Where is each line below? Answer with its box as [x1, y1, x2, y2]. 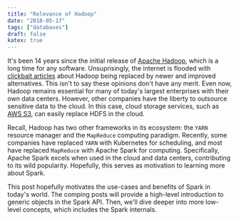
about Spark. [7, 169, 46, 178]
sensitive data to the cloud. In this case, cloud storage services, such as [7, 102, 220, 110]
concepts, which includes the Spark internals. [22, 205, 157, 214]
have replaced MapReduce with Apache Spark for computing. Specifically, [7, 146, 220, 155]
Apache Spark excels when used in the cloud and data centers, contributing [7, 154, 230, 163]
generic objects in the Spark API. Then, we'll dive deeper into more [7, 197, 205, 207]
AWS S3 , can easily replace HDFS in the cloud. [7, 110, 145, 118]
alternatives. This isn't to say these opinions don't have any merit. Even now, [7, 79, 233, 88]
